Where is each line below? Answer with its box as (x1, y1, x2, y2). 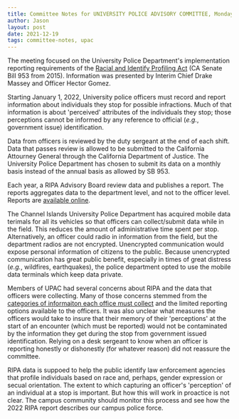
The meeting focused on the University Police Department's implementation (7, 56, 230, 65)
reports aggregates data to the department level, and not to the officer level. (7, 189, 230, 197)
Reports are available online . (7, 196, 91, 205)
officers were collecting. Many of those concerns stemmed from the (7, 292, 208, 300)
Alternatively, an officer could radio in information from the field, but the (7, 233, 218, 241)
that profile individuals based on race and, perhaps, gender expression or (7, 373, 223, 382)
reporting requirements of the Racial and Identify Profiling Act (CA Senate (7, 64, 223, 73)
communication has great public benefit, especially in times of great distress (7, 255, 231, 264)
